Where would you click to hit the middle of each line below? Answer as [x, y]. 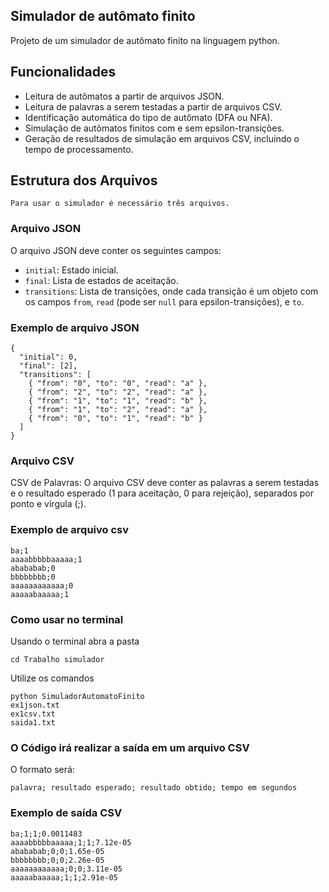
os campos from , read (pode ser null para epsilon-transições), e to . [164, 301]
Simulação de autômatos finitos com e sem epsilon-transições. [154, 128]
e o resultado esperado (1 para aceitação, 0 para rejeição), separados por [162, 493]
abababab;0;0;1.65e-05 [57, 851]
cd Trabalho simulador [57, 659]
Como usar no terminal [67, 619]
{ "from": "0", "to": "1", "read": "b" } [115, 419]
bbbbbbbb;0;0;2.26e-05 [57, 860]
